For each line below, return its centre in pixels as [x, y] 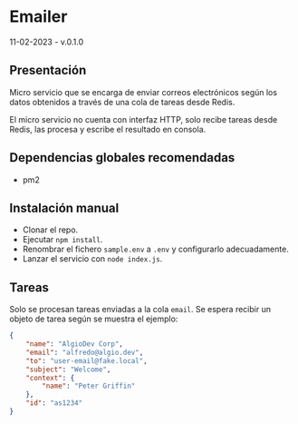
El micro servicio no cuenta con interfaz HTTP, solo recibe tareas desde [144, 119]
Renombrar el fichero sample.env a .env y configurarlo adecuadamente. [156, 249]
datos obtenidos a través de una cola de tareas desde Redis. [122, 102]
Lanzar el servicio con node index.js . [92, 259]
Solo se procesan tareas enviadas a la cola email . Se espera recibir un [140, 310]
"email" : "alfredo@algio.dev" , [85, 352]
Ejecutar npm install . [62, 240]
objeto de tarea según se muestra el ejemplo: [94, 319]
